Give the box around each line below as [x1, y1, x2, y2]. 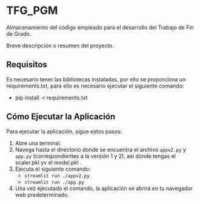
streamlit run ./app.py [24, 179, 85, 185]
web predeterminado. [15, 191, 70, 198]
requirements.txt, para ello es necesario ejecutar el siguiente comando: [6, 82, 184, 89]
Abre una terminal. [15, 139, 62, 146]
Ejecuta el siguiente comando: [15, 165, 91, 172]
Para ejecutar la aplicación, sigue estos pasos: [6, 127, 122, 135]
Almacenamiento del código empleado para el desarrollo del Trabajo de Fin [6, 24, 194, 31]
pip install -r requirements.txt [15, 93, 88, 101]
